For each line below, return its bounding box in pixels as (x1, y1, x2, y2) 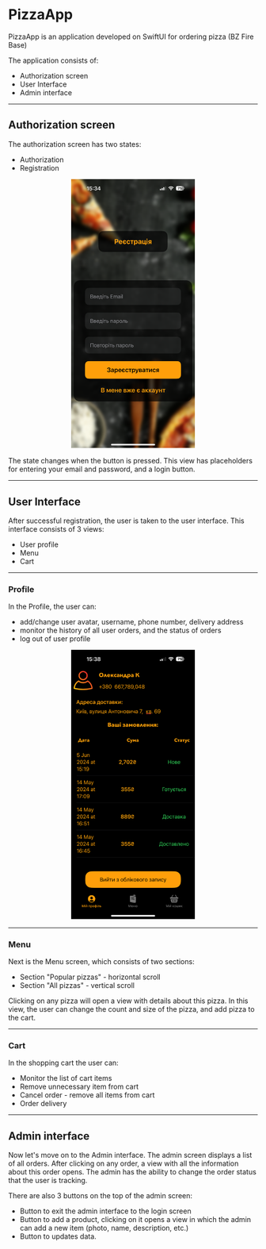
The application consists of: (8, 56, 99, 65)
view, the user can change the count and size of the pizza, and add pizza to (8, 1004, 255, 1013)
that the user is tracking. (8, 1175, 88, 1185)
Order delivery (19, 1099, 67, 1109)
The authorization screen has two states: (8, 139, 142, 148)
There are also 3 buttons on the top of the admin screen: (8, 1190, 192, 1200)
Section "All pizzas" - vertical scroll (19, 980, 135, 990)
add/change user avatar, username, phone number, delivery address (19, 617, 244, 627)
